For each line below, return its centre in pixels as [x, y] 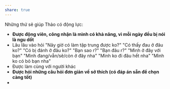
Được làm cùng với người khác [44, 66]
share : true [17, 10]
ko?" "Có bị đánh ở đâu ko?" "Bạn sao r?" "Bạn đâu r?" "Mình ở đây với [86, 50]
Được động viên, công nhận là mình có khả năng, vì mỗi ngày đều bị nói [89, 34]
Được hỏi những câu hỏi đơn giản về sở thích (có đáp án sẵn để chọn [86, 72]
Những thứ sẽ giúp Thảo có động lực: [44, 24]
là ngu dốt [23, 39]
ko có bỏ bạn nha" [32, 61]
